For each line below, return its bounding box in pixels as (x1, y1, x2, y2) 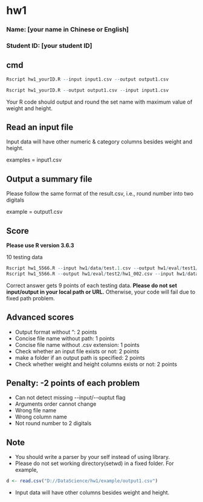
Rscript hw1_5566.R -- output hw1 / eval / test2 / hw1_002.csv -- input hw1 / (6, 271, 188, 277)
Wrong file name (14, 407, 56, 414)
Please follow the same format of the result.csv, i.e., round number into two (6, 190, 194, 197)
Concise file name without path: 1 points (14, 334, 115, 342)
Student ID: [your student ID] (6, 42, 92, 50)
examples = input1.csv (6, 156, 62, 163)
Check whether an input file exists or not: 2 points (14, 348, 140, 355)
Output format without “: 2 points (14, 328, 97, 335)
